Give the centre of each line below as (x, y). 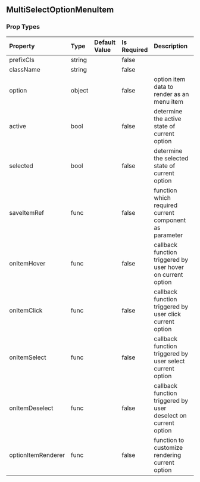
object (79, 90)
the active (168, 119)
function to (169, 440)
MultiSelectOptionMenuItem (60, 10)
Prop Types (23, 27)
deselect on (170, 415)
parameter (168, 235)
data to (164, 86)
